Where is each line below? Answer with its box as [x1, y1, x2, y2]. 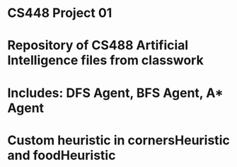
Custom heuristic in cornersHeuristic [7, 132, 230, 148]
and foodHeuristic [7, 147, 116, 163]
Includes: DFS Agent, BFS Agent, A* [7, 85, 224, 100]
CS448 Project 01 [7, 5, 112, 21]
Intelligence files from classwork [7, 52, 204, 69]
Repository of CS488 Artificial [7, 38, 189, 54]
